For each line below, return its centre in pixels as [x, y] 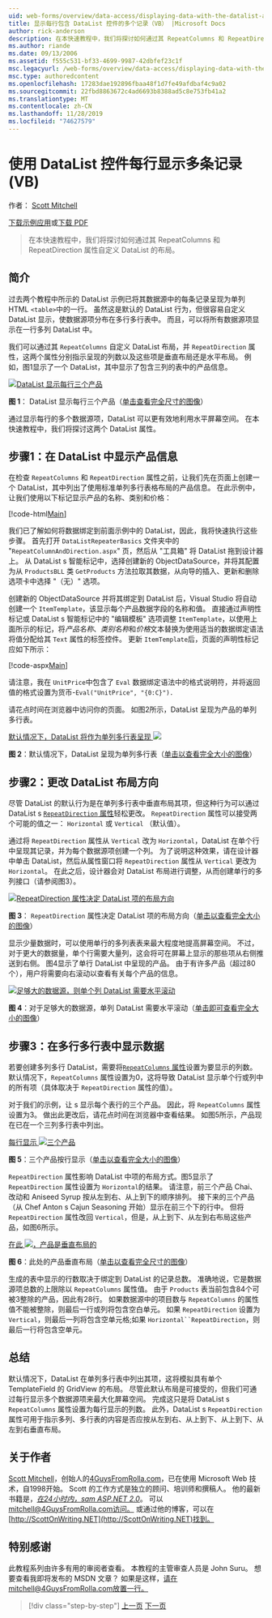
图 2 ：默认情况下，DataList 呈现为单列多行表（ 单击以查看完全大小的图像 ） [132, 754]
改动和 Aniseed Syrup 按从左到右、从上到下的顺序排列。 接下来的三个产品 [132, 1197]
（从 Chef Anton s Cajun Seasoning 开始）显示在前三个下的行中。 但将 [126, 1207]
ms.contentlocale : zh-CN [50, 106]
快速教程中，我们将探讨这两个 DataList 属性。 [84, 428]
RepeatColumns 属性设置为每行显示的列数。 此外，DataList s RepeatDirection [136, 1409]
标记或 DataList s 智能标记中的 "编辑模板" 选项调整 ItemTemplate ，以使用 [130, 619]
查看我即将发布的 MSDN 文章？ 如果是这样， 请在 [96, 1578]
